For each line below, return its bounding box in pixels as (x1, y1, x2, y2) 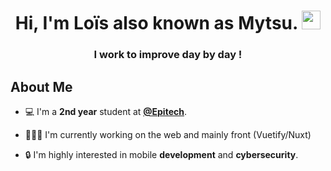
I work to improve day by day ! (93, 48, 243, 62)
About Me (10, 78, 73, 95)
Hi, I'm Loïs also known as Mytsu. (14, 12, 298, 35)
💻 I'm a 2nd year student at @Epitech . (24, 105, 187, 117)
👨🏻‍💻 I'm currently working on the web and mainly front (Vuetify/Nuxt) (24, 128, 312, 140)
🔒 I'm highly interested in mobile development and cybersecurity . (24, 148, 299, 160)
